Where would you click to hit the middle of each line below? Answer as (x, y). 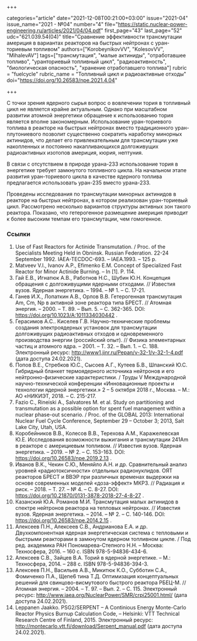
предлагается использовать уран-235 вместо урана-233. (79, 183)
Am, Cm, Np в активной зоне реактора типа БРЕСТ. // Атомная (93, 303)
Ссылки (19, 234)
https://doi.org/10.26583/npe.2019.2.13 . (63, 458)
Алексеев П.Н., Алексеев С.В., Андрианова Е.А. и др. (81, 527)
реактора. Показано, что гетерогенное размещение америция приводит (97, 212)
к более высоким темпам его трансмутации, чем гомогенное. (84, 219)
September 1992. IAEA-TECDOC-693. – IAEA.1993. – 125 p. (86, 259)
